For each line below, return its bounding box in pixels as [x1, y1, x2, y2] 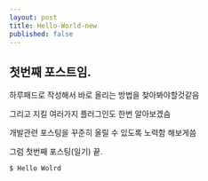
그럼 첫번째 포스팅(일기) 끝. [9, 146, 103, 157]
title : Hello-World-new [9, 21, 98, 30]
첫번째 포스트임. [9, 64, 92, 80]
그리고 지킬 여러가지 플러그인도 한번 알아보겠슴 [9, 108, 172, 120]
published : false [9, 29, 74, 38]
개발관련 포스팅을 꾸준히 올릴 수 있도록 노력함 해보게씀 [9, 128, 197, 138]
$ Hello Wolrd [9, 164, 62, 173]
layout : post [9, 12, 58, 22]
